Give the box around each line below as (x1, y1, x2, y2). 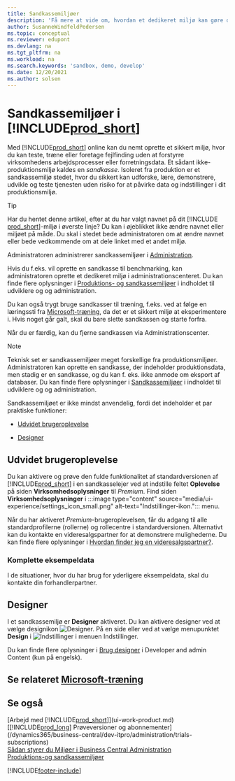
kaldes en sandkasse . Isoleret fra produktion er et (57, 166, 201, 174)
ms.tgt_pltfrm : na (7, 50, 61, 57)
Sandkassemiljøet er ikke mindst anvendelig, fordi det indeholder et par (7, 399, 213, 408)
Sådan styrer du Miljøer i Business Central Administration (7, 745, 172, 754)
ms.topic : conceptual (7, 29, 71, 37)
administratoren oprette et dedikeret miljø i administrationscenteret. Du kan (7, 272, 223, 280)
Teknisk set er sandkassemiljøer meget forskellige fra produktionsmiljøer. (7, 356, 218, 364)
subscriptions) (7, 738, 49, 747)
